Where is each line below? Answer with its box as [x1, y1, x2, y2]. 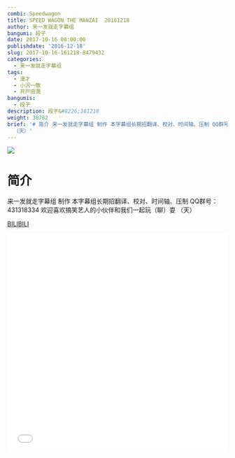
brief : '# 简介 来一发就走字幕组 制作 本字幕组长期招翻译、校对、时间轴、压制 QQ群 [7, 120, 225, 128]
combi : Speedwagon [7, 10, 61, 17]
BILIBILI [7, 220, 29, 228]
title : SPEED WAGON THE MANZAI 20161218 [7, 17, 130, 24]
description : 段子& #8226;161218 [7, 108, 99, 115]
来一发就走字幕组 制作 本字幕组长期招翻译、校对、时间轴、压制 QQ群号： [7, 197, 218, 206]
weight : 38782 [7, 114, 49, 121]
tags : [7, 69, 23, 76]
